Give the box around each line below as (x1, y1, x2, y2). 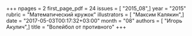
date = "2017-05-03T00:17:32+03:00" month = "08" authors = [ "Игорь (6, 17, 183, 24)
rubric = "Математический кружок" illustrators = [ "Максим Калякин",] (6, 11, 184, 18)
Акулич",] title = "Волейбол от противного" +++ (6, 23, 126, 30)
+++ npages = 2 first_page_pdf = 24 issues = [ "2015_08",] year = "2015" (6, 5, 187, 12)
